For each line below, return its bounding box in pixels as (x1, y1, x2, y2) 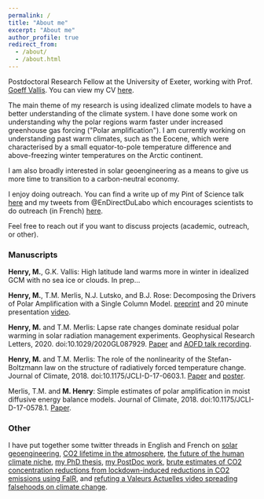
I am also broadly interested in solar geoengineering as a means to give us (8, 166, 249, 175)
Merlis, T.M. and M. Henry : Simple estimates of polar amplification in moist (8, 387, 251, 396)
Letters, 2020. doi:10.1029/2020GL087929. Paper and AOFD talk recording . (8, 339, 251, 349)
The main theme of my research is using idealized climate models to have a (8, 100, 252, 110)
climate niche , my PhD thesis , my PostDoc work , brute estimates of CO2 (8, 457, 242, 467)
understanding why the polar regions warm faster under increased (8, 117, 223, 127)
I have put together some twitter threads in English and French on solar (8, 441, 238, 450)
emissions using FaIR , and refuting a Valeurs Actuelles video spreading (8, 474, 238, 483)
